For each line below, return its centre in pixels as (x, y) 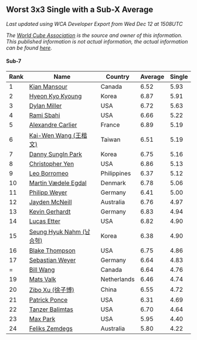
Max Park (42, 319)
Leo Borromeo (49, 174)
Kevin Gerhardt (50, 212)
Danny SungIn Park (55, 154)
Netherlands (118, 279)
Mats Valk (43, 279)
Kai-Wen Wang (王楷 (58, 136)
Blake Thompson (52, 251)
